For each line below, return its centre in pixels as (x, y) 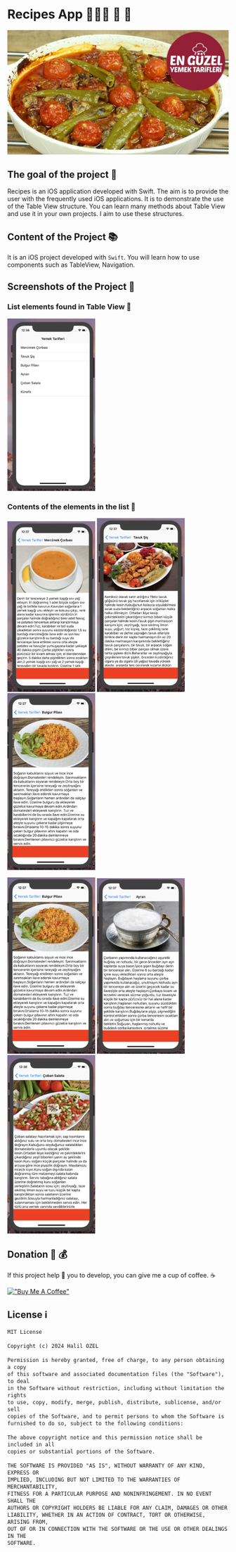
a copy (17, 1368)
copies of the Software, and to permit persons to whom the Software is (116, 1417)
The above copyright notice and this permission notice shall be (105, 1438)
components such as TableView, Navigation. (71, 265)
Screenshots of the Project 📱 (71, 287)
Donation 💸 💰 (38, 1254)
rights (17, 1396)
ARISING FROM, (28, 1522)
